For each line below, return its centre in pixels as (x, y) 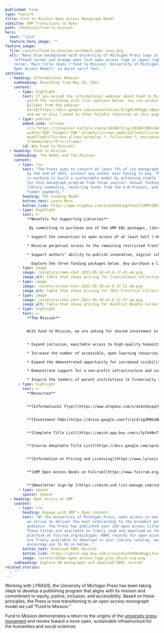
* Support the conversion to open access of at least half (88, 237)
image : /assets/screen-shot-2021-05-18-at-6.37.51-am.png (83, 286)
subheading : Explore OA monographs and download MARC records (78, 562)
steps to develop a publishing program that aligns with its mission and (75, 591)
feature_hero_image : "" (33, 42)
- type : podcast (34, 119)
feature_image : (20, 46)
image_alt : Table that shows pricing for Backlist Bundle (83, 304)
